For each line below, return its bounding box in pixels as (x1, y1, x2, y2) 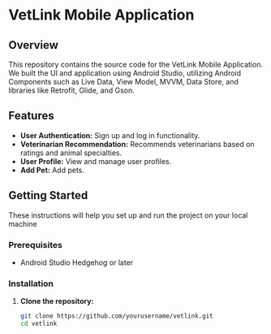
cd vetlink (19, 319, 58, 328)
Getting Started (8, 189, 88, 202)
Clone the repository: (19, 297, 94, 306)
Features (8, 109, 54, 123)
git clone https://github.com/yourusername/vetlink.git (19, 312, 213, 320)
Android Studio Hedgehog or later (19, 258, 134, 267)
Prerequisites (8, 239, 62, 250)
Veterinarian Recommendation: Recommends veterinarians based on (19, 139, 255, 149)
